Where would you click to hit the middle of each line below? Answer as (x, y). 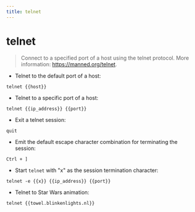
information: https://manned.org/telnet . (69, 64)
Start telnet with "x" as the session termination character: (86, 170)
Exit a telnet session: (40, 119)
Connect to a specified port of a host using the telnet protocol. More (105, 58)
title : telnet (24, 12)
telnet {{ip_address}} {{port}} (46, 109)
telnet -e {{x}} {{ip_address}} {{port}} (59, 181)
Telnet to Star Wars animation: (52, 192)
